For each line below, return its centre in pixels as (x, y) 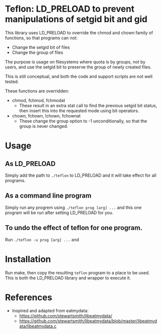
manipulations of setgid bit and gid (76, 19)
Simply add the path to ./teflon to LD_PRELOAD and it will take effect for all (81, 175)
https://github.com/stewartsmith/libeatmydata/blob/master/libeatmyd (88, 321)
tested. (12, 82)
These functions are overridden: (37, 91)
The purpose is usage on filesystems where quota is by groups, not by (75, 62)
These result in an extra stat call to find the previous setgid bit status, (88, 105)
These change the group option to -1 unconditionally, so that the (83, 121)
